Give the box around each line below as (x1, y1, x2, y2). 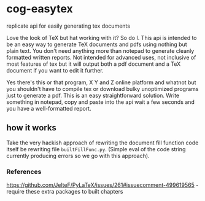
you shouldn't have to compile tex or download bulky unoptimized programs (6, 85, 199, 92)
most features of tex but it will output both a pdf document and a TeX (6, 60, 181, 68)
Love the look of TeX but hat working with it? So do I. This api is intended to (6, 34, 197, 41)
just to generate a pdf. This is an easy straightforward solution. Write (6, 92, 180, 99)
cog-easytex (6, 2, 74, 16)
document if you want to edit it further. (6, 66, 104, 74)
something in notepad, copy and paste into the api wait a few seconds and (6, 98, 195, 106)
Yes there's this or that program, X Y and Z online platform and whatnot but (6, 79, 196, 86)
